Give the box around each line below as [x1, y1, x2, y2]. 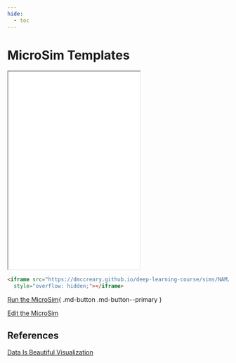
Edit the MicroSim [7, 309, 58, 317]
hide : [7, 10, 23, 18]
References [7, 329, 59, 341]
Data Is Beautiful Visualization [7, 348, 93, 356]
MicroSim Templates [7, 47, 130, 63]
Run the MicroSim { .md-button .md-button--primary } [7, 295, 162, 304]
